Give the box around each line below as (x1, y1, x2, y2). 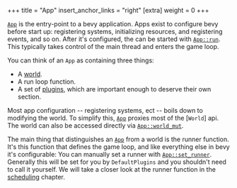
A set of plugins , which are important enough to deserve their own (17, 85, 212, 93)
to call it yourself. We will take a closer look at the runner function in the (7, 165, 216, 173)
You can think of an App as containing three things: (7, 56, 154, 65)
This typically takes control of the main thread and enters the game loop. (7, 43, 219, 50)
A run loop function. (17, 77, 76, 86)
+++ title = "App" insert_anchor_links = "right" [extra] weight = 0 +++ (7, 6, 209, 14)
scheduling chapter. (7, 173, 66, 181)
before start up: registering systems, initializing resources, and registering (7, 28, 223, 35)
